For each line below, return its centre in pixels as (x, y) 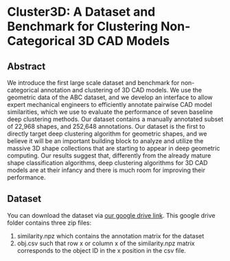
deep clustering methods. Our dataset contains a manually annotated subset (115, 119)
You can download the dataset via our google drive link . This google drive (111, 215)
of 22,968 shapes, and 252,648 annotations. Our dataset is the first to (106, 126)
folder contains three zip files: (49, 223)
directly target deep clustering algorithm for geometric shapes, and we (107, 134)
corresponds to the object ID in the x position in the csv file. (102, 250)
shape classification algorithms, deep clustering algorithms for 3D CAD (107, 163)
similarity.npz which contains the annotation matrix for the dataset (111, 236)
